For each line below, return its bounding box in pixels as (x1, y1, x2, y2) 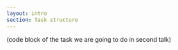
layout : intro (6, 10, 48, 17)
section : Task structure (6, 16, 78, 23)
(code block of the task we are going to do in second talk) (6, 35, 172, 43)
